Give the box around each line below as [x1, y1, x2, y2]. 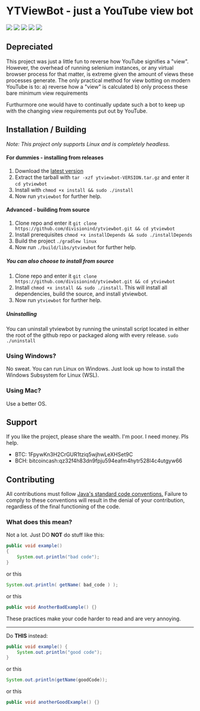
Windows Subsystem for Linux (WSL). [6, 371, 99, 379]
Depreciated [6, 42, 53, 52]
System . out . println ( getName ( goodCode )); [6, 677, 108, 683]
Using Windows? [6, 352, 57, 360]
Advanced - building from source [6, 206, 90, 213]
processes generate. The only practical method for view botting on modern [6, 76, 190, 84]
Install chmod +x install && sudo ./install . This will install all [14, 284, 168, 291]
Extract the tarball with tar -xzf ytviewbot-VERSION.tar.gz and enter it [14, 173, 189, 181]
